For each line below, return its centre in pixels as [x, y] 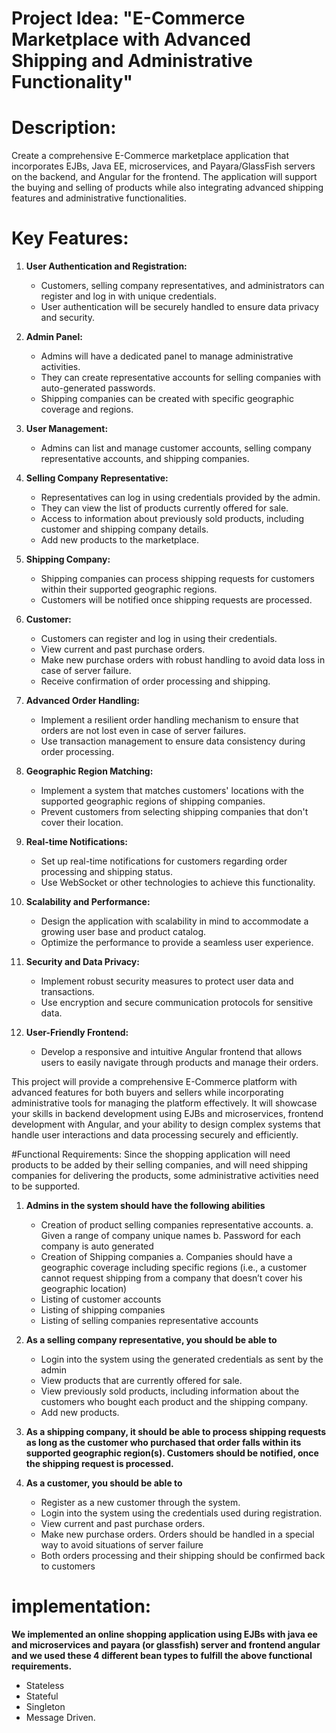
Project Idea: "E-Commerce [128, 18]
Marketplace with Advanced [131, 39]
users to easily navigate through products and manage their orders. [179, 1063]
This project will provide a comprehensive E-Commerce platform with [154, 1082]
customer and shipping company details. [124, 529]
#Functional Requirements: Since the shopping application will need [151, 1154]
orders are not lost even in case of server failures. [143, 731]
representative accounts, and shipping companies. [145, 459]
